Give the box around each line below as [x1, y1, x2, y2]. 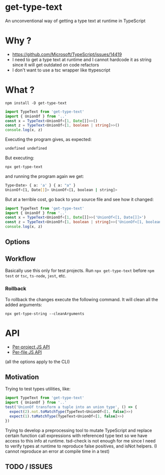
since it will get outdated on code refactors [12, 62, 99, 68]
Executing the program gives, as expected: [5, 136, 92, 142]
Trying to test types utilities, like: [5, 386, 71, 392]
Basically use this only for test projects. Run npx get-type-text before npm [5, 268, 155, 273]
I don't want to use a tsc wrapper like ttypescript [12, 67, 110, 73]
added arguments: [5, 302, 43, 307]
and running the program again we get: [5, 173, 84, 179]
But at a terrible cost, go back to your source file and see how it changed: [5, 196, 154, 202]
